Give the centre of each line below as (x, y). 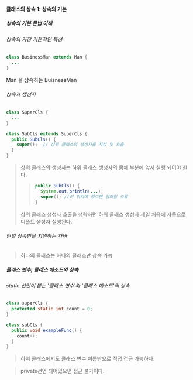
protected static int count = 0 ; (52, 309)
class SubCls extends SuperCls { (47, 134)
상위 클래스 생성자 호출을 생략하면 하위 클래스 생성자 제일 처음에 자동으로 (103, 214)
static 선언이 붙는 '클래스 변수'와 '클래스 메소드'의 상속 (68, 285)
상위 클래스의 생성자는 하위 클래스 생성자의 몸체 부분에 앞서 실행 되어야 (101, 167)
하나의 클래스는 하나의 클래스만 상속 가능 (66, 255)
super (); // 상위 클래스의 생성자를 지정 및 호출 (70, 145)
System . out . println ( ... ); (72, 191)
